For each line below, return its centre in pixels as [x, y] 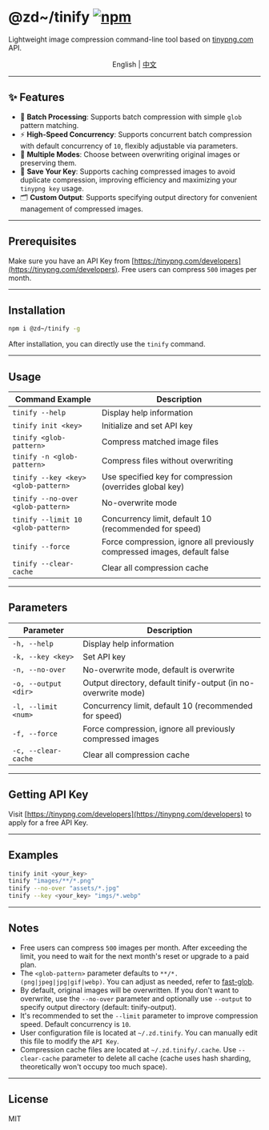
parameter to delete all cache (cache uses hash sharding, [156, 1058]
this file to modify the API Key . [69, 1041]
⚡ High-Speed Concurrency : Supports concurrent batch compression [136, 134]
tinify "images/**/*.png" [51, 881]
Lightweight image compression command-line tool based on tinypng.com [131, 39]
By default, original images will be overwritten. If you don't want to [129, 990]
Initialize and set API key [147, 426]
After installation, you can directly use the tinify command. [107, 344]
